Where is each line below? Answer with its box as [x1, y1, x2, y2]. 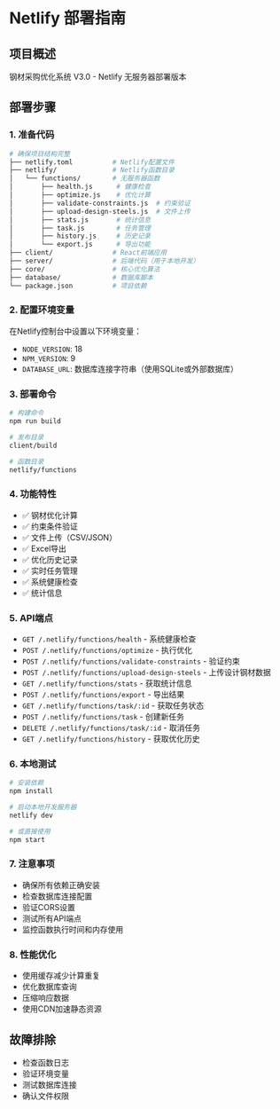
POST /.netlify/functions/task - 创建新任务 [21, 712, 184, 721]
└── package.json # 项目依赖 [9, 281, 148, 290]
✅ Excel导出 [21, 543, 66, 554]
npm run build [9, 417, 62, 426]
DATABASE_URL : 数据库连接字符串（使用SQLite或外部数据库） [21, 363, 239, 374]
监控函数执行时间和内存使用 [21, 924, 124, 934]
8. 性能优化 [9, 948, 57, 961]
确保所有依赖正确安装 [21, 879, 100, 890]
